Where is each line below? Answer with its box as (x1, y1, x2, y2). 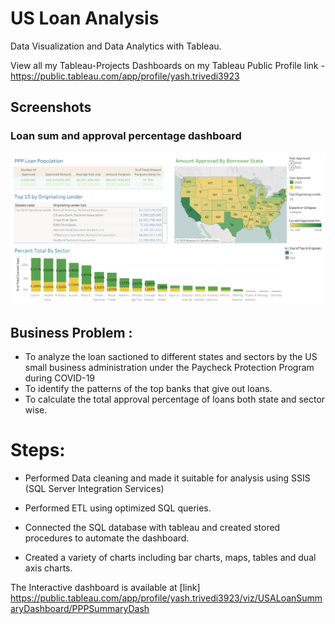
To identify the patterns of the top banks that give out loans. (24, 383, 273, 395)
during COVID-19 (24, 372, 96, 384)
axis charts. (24, 562, 73, 574)
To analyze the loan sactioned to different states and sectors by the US (24, 351, 318, 363)
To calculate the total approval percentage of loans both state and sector (24, 393, 326, 406)
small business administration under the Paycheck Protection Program (24, 362, 315, 374)
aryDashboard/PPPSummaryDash (10, 603, 150, 614)
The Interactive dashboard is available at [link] (10, 582, 201, 593)
